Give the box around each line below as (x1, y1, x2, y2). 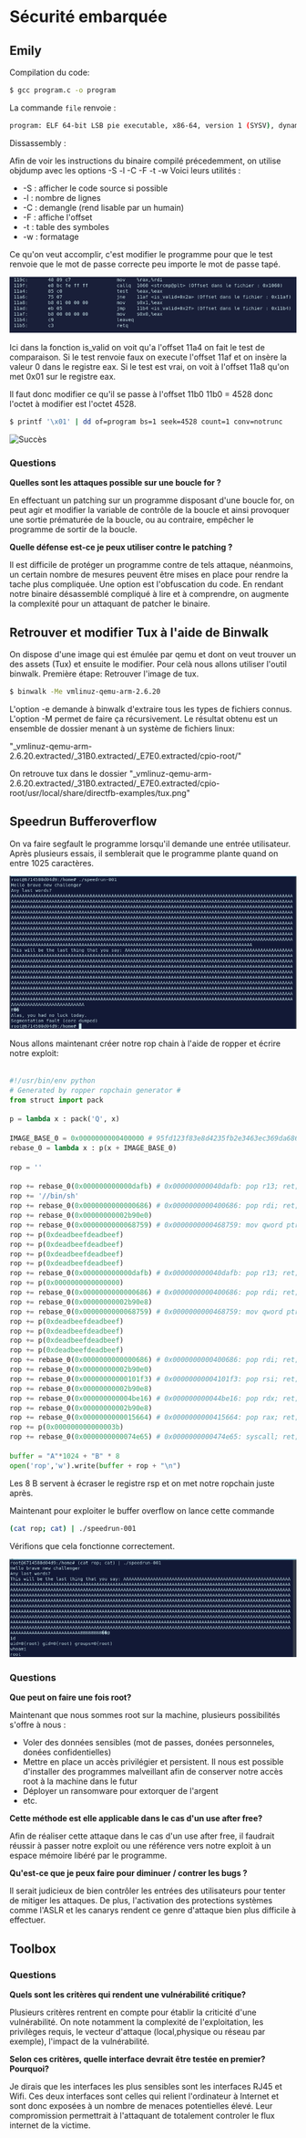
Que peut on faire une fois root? (9, 1692, 132, 1703)
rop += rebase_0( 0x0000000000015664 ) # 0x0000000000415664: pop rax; (9, 1413, 280, 1422)
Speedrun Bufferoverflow (9, 814, 158, 830)
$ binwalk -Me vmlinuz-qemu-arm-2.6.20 (9, 687, 161, 697)
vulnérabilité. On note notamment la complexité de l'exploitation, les (9, 2017, 264, 2028)
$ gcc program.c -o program (9, 86, 117, 95)
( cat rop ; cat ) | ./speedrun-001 (9, 1524, 137, 1533)
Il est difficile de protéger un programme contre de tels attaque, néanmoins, (9, 560, 294, 571)
